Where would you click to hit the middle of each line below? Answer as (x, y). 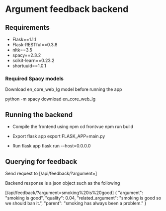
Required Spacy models (34, 78)
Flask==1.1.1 (24, 39)
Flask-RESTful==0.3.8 (35, 45)
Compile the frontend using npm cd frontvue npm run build (73, 127)
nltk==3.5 (22, 50)
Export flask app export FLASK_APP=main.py (59, 136)
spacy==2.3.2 (27, 55)
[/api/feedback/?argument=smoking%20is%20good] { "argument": (74, 193)
